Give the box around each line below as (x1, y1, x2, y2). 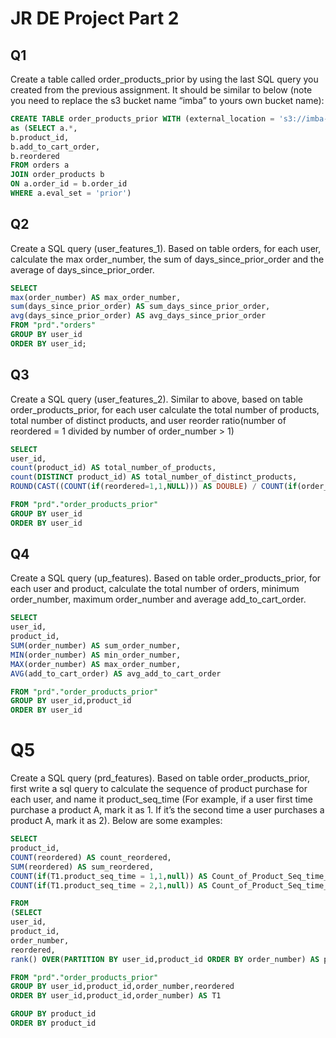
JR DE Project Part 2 (10, 7, 180, 30)
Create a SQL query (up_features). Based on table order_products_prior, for (10, 572, 322, 584)
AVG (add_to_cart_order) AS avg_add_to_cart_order (10, 668, 222, 679)
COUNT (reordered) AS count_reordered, (10, 852, 172, 862)
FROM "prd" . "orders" (10, 320, 97, 331)
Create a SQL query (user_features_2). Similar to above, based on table (10, 393, 304, 405)
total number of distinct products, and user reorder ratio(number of (10, 414, 287, 426)
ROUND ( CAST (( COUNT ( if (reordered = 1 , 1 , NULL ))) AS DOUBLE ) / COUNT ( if (10, 482, 298, 492)
